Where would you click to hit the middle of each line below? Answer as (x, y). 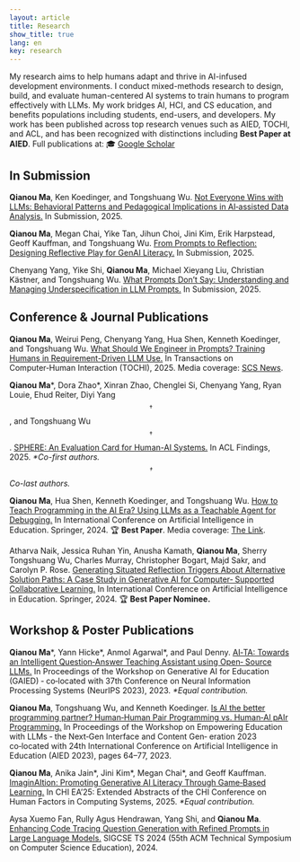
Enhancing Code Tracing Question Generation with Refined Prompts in (139, 828)
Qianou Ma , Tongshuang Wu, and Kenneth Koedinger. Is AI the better (137, 708)
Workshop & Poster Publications (102, 631)
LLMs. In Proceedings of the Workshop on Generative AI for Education (139, 671)
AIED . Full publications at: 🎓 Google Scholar (92, 144)
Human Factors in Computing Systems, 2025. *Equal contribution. (132, 801)
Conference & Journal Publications (109, 317)
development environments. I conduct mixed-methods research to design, (147, 86)
